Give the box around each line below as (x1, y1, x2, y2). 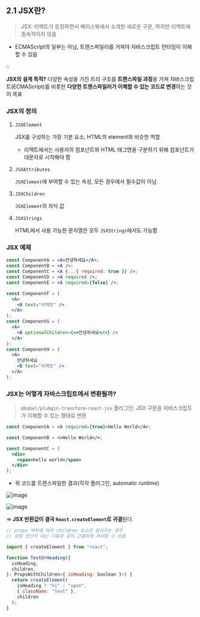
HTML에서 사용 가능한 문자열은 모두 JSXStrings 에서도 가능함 (14, 227, 157, 234)
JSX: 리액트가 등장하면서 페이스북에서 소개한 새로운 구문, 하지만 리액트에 (20, 23, 191, 30)
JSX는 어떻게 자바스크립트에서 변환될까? (6, 389, 117, 398)
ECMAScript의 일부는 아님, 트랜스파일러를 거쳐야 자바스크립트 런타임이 (14, 43, 181, 50)
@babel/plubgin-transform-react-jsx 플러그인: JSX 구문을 (20, 404, 162, 412)
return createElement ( (11, 577, 68, 583)
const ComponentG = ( (6, 318, 60, 324)
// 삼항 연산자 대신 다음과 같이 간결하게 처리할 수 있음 (6, 533, 126, 539)
